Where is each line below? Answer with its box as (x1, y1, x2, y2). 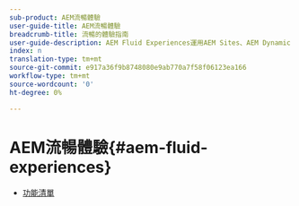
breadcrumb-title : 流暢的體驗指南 (9, 30, 129, 39)
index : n (9, 47, 42, 56)
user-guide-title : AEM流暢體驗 (9, 21, 121, 30)
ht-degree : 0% (9, 88, 63, 97)
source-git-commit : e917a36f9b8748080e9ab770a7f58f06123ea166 (9, 64, 247, 73)
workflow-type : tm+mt (9, 72, 91, 81)
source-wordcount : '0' (9, 80, 94, 89)
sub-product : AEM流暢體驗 (9, 13, 101, 22)
